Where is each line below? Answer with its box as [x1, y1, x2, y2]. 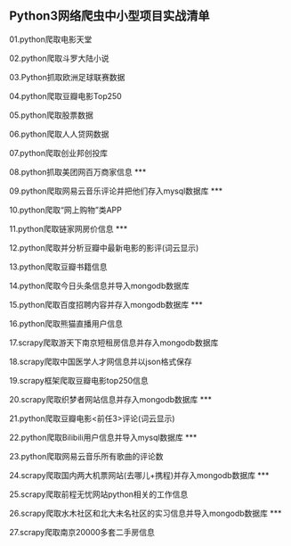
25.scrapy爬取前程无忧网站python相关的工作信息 [9, 489, 189, 500]
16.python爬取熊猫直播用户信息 [9, 318, 123, 328]
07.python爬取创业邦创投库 [9, 147, 109, 158]
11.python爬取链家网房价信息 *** [9, 223, 128, 234]
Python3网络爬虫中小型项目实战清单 [9, 8, 210, 24]
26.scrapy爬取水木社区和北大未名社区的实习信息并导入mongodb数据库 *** [9, 508, 282, 518]
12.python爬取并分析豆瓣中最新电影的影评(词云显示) [9, 242, 199, 252]
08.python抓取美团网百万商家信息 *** [9, 166, 147, 177]
